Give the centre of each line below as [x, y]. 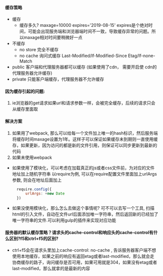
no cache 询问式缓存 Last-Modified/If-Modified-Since [73, 56]
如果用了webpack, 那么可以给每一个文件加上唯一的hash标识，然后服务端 [85, 133]
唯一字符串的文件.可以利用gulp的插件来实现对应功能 [64, 220]
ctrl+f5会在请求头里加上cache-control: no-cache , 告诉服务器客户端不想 [84, 250]
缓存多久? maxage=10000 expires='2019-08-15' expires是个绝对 [84, 25]
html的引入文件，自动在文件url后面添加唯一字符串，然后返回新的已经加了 [85, 214]
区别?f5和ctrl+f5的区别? [34, 238]
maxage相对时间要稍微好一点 [53, 38]
